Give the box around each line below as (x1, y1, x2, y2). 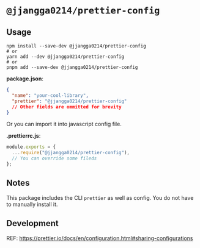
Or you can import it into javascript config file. (6, 121, 122, 128)
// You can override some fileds (12, 155, 97, 161)
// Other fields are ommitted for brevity (12, 104, 122, 110)
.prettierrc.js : (6, 132, 41, 140)
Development (6, 218, 59, 229)
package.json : (6, 75, 44, 82)
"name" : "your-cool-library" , (12, 92, 89, 99)
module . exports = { (6, 144, 56, 151)
